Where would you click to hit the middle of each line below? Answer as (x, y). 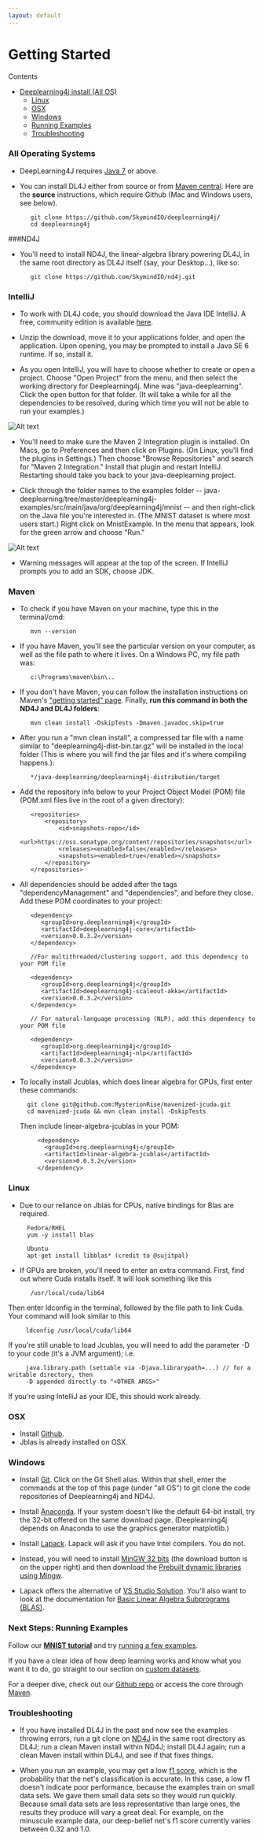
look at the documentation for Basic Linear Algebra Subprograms (124, 1599)
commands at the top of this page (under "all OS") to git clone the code (135, 1488)
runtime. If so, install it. (56, 354)
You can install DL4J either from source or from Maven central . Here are (136, 186)
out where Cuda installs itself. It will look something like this (115, 1278)
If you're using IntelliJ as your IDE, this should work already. (105, 1396)
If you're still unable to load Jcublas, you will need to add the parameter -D (129, 1345)
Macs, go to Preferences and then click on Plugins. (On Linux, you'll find (136, 451)
